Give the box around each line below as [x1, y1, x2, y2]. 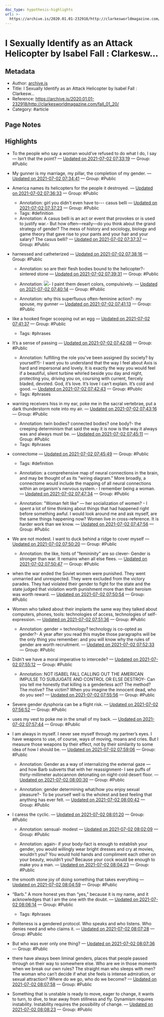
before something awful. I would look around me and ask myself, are [19, 511, 157, 517]
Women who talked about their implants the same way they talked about [12, 606, 158, 612]
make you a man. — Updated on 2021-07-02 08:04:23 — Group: [19, 861, 150, 867]
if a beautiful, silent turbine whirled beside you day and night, [19, 370, 143, 376]
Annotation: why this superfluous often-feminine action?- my [19, 295, 142, 302]
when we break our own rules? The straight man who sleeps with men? [12, 965, 156, 971]
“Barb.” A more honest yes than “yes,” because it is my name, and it [12, 891, 149, 897]
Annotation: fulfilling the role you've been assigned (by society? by [19, 354, 154, 361]
